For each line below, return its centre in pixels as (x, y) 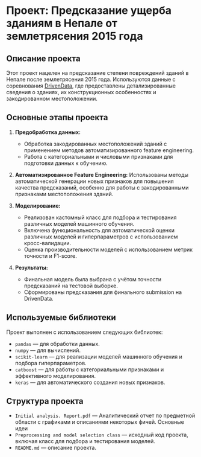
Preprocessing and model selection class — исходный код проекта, (101, 435)
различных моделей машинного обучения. (79, 223)
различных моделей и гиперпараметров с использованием (101, 237)
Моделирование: (38, 205)
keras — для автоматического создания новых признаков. (90, 382)
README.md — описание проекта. (55, 448)
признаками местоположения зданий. (64, 194)
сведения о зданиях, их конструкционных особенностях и (81, 92)
